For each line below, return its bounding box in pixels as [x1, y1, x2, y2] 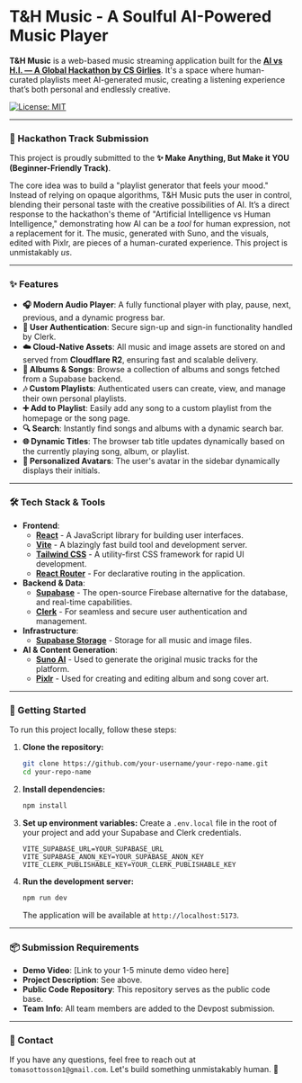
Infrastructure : [22, 625, 79, 636]
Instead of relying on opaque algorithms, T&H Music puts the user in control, [9, 190, 292, 201]
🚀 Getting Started [9, 703, 87, 716]
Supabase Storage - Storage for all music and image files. [35, 634, 253, 645]
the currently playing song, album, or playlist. [22, 445, 191, 456]
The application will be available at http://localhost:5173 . [22, 909, 240, 920]
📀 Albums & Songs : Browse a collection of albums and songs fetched [22, 363, 280, 374]
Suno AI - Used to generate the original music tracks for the [35, 654, 258, 665]
